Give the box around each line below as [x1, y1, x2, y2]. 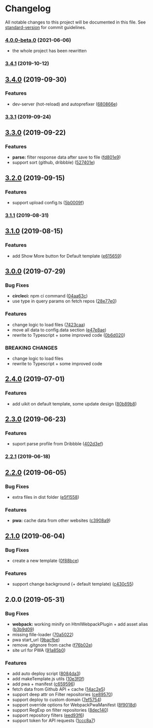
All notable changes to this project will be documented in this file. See [5, 19, 146, 25]
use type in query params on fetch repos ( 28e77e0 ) [12, 298, 117, 304]
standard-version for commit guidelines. [5, 24, 86, 30]
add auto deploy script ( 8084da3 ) [12, 671, 81, 676]
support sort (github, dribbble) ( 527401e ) [12, 160, 95, 165]
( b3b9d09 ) [12, 626, 34, 632]
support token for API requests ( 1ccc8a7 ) [12, 718, 96, 724]
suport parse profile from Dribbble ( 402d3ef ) [12, 441, 103, 447]
